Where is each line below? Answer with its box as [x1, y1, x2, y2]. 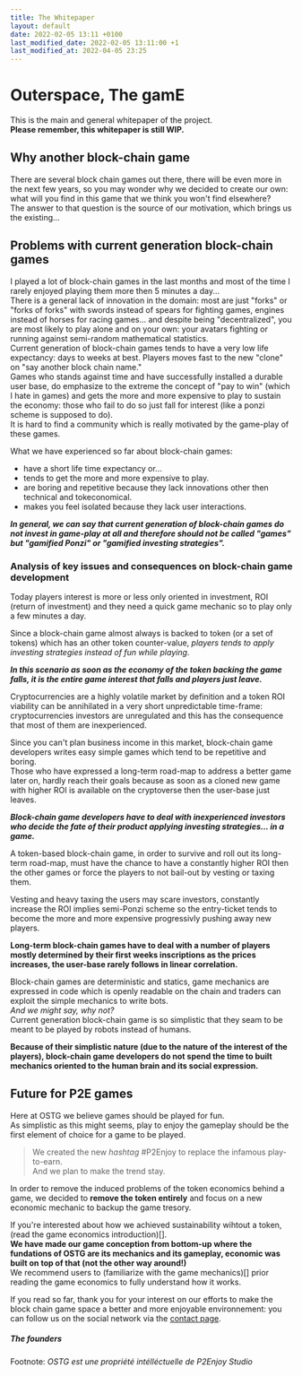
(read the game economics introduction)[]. [10, 1229, 168, 1240]
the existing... [10, 212, 61, 222]
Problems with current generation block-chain [10, 238, 274, 254]
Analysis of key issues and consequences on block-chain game [10, 559, 293, 572]
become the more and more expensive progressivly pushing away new [10, 913, 272, 923]
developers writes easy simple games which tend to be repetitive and [10, 746, 267, 757]
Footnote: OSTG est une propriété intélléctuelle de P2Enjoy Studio [10, 1355, 254, 1367]
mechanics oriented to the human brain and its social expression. [10, 1060, 259, 1071]
